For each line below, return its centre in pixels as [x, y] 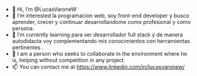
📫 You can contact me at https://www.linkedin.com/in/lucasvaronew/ [98, 67]
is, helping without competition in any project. [68, 60]
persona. [23, 28]
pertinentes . [28, 47]
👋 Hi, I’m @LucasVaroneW [44, 9]
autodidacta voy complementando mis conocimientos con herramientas [101, 41]
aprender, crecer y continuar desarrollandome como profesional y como [101, 22]
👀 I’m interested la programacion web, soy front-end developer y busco [101, 16]
